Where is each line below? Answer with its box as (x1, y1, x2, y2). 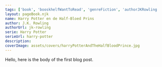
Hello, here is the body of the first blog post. (5, 56, 94, 62)
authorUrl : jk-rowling (5, 25, 51, 30)
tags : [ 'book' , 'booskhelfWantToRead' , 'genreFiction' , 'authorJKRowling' (5, 7, 160, 12)
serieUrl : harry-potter (5, 34, 53, 39)
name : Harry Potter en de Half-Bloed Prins (5, 16, 95, 21)
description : (5, 39, 32, 44)
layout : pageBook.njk (5, 12, 49, 17)
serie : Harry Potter (5, 30, 47, 34)
